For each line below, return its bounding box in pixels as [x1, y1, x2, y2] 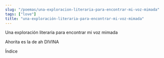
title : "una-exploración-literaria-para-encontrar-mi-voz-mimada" [5, 16, 144, 21]
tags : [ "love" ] [5, 12, 36, 17]
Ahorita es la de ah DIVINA [5, 39, 59, 45]
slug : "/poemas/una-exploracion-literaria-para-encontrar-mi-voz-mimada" [5, 7, 160, 12]
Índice [5, 48, 18, 54]
